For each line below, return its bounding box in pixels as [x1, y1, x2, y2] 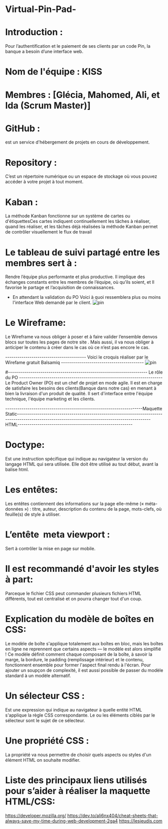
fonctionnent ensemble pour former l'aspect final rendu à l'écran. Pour [5, 662, 151, 668]
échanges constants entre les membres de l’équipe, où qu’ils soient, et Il [5, 279, 154, 285]
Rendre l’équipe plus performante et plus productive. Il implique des [5, 274, 145, 280]
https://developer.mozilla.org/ [5, 812, 67, 818]
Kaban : [5, 196, 38, 208]
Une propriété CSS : [5, 735, 89, 746]
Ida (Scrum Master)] [5, 99, 91, 111]
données [5, 506, 24, 512]
